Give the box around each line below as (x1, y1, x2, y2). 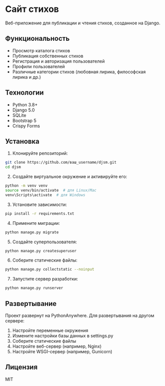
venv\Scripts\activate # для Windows (5, 193, 85, 197)
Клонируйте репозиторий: (12, 150, 68, 156)
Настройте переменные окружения (12, 327, 88, 333)
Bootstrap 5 (12, 117, 37, 123)
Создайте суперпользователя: (12, 239, 77, 245)
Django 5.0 (12, 107, 35, 113)
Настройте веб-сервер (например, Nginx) (12, 343, 102, 349)
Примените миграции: (12, 220, 60, 226)
